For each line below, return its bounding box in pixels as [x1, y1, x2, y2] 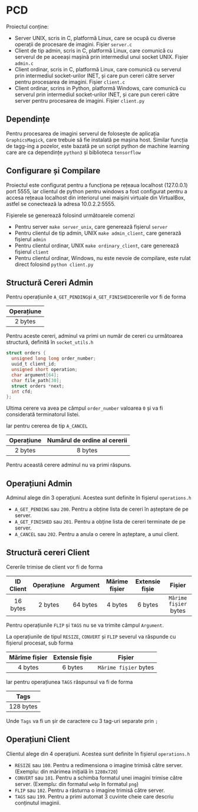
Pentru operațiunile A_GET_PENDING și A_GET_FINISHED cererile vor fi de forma [6, 293, 186, 301]
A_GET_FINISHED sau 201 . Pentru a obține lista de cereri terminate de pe [14, 518, 186, 525]
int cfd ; [11, 389, 33, 395]
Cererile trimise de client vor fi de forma [6, 563, 103, 570]
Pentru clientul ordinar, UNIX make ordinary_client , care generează [14, 242, 179, 249]
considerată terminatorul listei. [6, 411, 80, 418]
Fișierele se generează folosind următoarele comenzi [6, 212, 135, 219]
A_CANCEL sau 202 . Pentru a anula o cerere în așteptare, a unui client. [14, 531, 180, 538]
